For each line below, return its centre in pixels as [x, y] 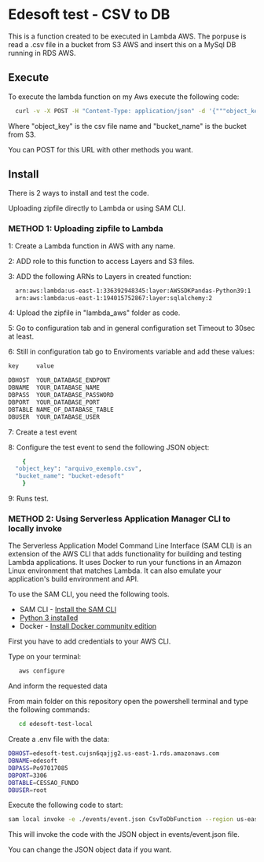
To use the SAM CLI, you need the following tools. [89, 594]
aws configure [42, 671]
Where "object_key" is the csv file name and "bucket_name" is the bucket [128, 126]
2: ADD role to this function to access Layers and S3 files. [101, 261]
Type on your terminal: [45, 657]
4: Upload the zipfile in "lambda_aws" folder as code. [94, 313]
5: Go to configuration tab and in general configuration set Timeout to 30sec [132, 328]
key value [31, 366]
